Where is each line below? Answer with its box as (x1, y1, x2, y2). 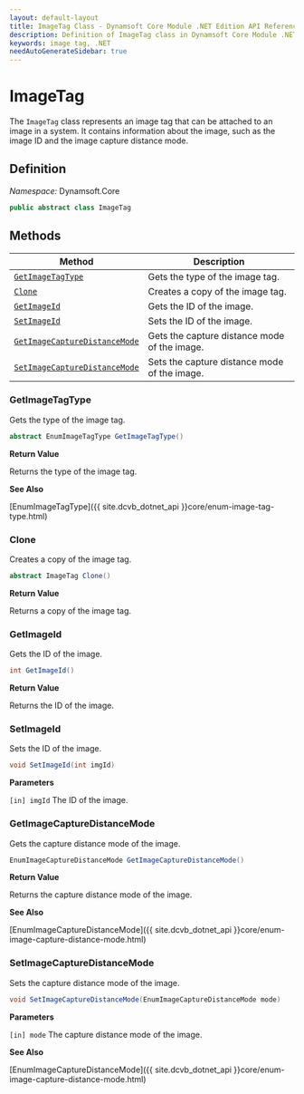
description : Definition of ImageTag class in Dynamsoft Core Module (9, 30, 278, 39)
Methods (9, 228, 62, 244)
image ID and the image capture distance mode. (9, 135, 189, 146)
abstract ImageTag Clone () (9, 572, 111, 581)
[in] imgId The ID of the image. (9, 795, 128, 806)
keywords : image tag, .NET (9, 38, 111, 48)
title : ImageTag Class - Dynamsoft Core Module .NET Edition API (9, 22, 261, 31)
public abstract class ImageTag (9, 203, 131, 212)
